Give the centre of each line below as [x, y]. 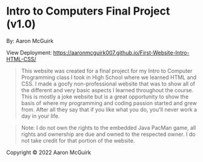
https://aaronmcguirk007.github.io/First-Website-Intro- [121, 52]
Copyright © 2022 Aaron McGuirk [49, 152]
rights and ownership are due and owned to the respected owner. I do [108, 134]
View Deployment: [29, 52]
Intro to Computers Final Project [88, 11]
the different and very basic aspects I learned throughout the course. [107, 90]
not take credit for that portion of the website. [78, 140]
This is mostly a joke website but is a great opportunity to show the [105, 96]
